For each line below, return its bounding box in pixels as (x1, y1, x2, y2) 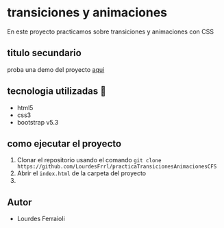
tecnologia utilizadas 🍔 (7, 86, 106, 97)
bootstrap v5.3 (16, 118, 59, 126)
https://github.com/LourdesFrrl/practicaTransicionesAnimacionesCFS (16, 163, 217, 170)
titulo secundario (7, 47, 82, 59)
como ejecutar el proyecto (7, 138, 122, 149)
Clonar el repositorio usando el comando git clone (16, 156, 162, 164)
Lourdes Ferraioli (16, 214, 65, 223)
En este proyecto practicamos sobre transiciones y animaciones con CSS (7, 27, 214, 36)
